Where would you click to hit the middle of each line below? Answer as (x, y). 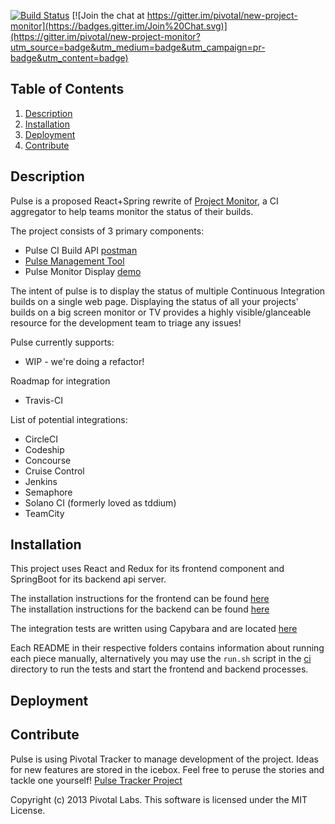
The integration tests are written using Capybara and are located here (154, 629)
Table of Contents (67, 89)
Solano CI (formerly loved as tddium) (100, 502)
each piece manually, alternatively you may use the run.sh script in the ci (161, 659)
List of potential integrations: (69, 419)
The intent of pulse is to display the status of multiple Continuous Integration (168, 291)
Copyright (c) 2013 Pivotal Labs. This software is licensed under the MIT (159, 799)
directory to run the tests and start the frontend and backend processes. (159, 669)
